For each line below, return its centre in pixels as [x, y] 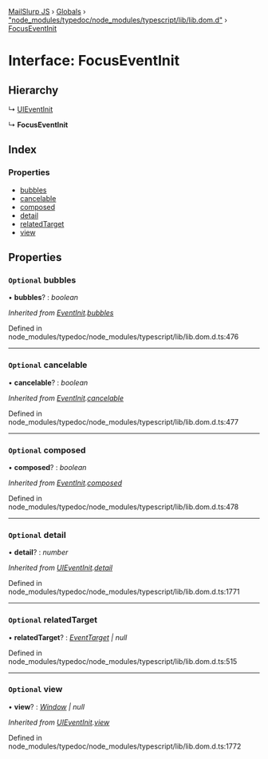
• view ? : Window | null [47, 706]
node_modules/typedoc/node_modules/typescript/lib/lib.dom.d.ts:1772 [125, 746]
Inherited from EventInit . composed [65, 483]
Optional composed [47, 450]
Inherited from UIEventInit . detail [61, 568]
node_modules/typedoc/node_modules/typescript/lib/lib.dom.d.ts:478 [124, 507]
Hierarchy [33, 90]
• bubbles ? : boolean [43, 298]
